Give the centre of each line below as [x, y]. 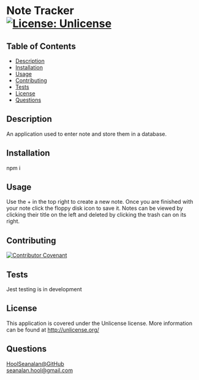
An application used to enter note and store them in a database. [87, 134]
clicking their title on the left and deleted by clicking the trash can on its [96, 215]
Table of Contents [41, 46]
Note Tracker [40, 11]
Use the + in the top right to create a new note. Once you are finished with [100, 202]
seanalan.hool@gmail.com [40, 370]
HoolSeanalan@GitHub [35, 363]
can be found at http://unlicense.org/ [53, 330]
